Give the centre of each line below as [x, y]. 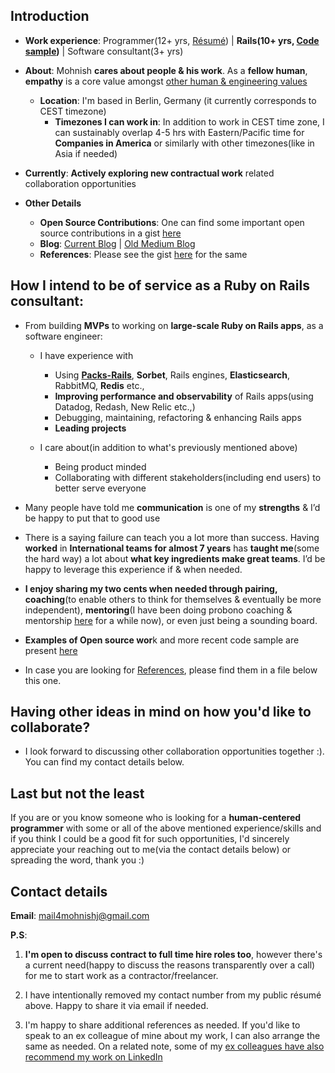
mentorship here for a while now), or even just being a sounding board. [171, 620]
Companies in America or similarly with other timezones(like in [184, 143]
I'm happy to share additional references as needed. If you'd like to [162, 1025]
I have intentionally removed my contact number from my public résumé [173, 995]
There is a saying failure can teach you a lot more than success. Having [172, 537]
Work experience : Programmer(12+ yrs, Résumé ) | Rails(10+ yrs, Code [172, 40]
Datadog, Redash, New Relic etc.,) [125, 406]
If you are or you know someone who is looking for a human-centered [156, 818]
